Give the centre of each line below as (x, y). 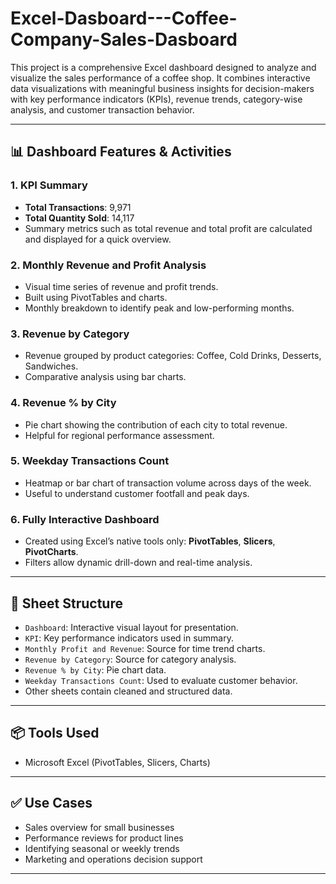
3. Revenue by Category (70, 334)
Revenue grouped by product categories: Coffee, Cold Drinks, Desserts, (173, 356)
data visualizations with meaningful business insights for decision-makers (162, 88)
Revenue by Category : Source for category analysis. (130, 659)
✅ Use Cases (51, 803)
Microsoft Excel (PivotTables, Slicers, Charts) (117, 762)
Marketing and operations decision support (113, 859)
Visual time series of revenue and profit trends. (121, 286)
